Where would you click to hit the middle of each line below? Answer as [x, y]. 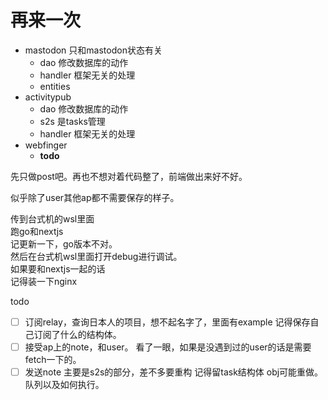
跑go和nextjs [37, 231]
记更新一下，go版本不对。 [64, 243]
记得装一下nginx [44, 281]
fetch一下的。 [53, 360]
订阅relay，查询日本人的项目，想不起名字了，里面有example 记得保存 [167, 322]
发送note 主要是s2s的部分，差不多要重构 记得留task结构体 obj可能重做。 [174, 372]
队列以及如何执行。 [64, 385]
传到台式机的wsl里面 [52, 218]
